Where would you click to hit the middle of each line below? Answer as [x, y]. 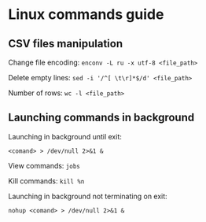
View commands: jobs [44, 165]
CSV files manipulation [66, 44]
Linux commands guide [86, 15]
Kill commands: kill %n [46, 181]
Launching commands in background [101, 118]
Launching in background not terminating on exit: [88, 196]
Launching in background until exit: [65, 136]
